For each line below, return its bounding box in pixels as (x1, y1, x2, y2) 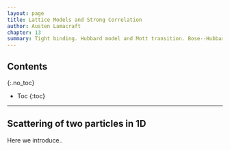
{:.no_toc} (7, 78, 35, 87)
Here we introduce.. (7, 136, 63, 144)
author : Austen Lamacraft (7, 22, 81, 29)
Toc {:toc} (16, 91, 46, 100)
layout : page (7, 10, 44, 17)
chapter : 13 (7, 29, 41, 36)
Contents (7, 61, 48, 72)
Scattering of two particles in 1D (7, 118, 146, 130)
